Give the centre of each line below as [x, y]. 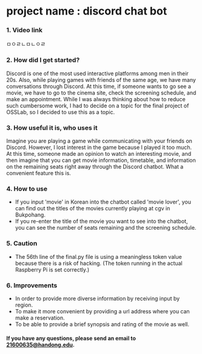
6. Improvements [32, 285]
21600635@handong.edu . [40, 344]
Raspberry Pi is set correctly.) [52, 269]
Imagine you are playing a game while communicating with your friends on [99, 141]
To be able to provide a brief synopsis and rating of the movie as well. [102, 324]
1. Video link [25, 30]
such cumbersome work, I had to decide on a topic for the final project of [98, 105]
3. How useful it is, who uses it [52, 127]
